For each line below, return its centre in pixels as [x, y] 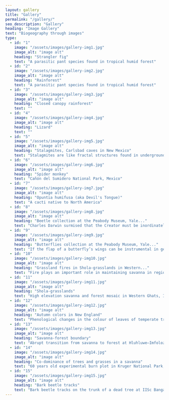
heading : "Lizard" [33, 127]
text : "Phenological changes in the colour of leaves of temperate [86, 319]
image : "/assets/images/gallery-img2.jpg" [59, 71]
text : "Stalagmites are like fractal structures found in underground [90, 155]
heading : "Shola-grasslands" [45, 291]
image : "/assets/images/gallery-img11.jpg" [61, 282]
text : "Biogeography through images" [45, 33]
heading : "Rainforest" [38, 80]
